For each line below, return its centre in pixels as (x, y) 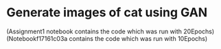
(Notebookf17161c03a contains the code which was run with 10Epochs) (107, 38)
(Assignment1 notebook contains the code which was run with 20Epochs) (110, 31)
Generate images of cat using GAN (107, 13)
